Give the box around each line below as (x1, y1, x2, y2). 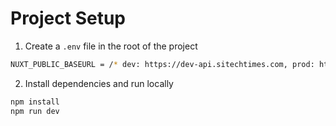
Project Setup (10, 7, 127, 30)
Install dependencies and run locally (24, 77, 174, 89)
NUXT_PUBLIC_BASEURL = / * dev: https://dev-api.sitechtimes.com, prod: (10, 59, 315, 69)
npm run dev (10, 106, 60, 116)
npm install (10, 97, 60, 107)
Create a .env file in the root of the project (24, 40, 198, 52)
